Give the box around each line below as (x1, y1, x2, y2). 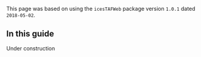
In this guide (6, 29, 54, 39)
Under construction (6, 44, 55, 52)
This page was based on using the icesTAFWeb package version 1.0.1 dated (6, 5, 196, 12)
